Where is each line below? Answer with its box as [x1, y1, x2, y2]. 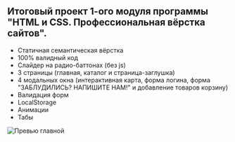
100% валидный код [17, 53, 79, 62]
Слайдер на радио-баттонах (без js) [17, 61, 127, 69]
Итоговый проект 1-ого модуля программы [7, 6, 209, 17]
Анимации [17, 105, 49, 114]
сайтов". [7, 27, 47, 39]
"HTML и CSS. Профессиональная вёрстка [7, 17, 205, 29]
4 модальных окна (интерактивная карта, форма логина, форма [17, 76, 211, 84]
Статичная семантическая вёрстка [17, 45, 124, 55]
